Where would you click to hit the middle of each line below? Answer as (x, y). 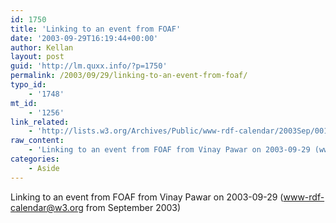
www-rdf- (304, 197)
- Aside (44, 168)
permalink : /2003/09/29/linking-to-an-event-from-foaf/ (129, 76)
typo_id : (28, 85)
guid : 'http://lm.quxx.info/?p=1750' (89, 66)
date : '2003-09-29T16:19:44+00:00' (84, 38)
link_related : (40, 122)
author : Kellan (42, 47)
